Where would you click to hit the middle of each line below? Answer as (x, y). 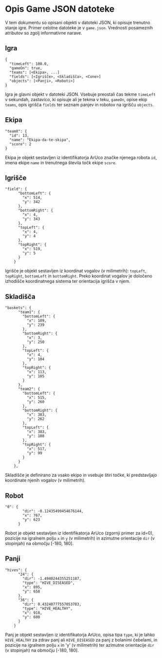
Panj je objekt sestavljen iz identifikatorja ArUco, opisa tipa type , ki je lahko (80, 635)
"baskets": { (18, 308)
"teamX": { (16, 131)
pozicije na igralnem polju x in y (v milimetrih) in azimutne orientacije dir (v (80, 538)
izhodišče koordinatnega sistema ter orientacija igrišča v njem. (68, 281)
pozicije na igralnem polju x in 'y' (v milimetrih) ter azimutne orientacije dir (80, 645)
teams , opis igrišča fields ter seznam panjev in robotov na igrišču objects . (80, 105)
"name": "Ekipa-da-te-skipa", (40, 140)
